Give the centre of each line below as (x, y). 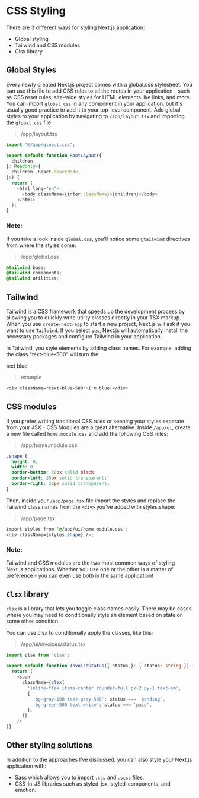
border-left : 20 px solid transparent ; (60, 478)
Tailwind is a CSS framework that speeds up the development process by (96, 311)
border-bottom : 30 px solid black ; (54, 473)
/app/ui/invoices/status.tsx (53, 644)
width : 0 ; (23, 467)
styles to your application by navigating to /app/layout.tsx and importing (95, 116)
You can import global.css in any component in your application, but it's (94, 103)
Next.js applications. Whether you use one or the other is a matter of (90, 569)
